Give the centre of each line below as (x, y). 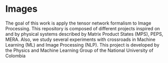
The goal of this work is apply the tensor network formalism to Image (78, 23)
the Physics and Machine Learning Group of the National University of (79, 50)
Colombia (15, 56)
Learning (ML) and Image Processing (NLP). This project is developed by (82, 45)
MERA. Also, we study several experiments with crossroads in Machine (80, 39)
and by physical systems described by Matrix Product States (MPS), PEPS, (84, 34)
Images (21, 9)
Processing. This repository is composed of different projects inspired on (83, 28)
